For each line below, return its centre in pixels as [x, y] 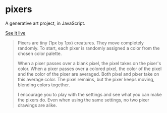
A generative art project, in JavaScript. [45, 23]
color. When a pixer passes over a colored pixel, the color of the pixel [90, 69]
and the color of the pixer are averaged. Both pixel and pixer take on [88, 74]
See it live [15, 33]
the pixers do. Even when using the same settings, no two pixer [83, 100]
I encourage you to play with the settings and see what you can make [90, 94]
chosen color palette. [40, 53]
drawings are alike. [37, 105]
